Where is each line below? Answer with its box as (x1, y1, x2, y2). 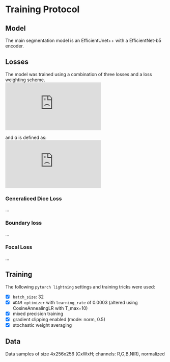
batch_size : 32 (12, 294, 44, 300)
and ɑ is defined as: (5, 134, 47, 140)
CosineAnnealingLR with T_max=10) (12, 305, 88, 311)
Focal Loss (5, 244, 33, 251)
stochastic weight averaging (12, 322, 72, 328)
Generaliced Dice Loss (5, 195, 62, 202)
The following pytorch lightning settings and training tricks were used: (5, 283, 155, 289)
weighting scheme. (5, 77, 45, 83)
